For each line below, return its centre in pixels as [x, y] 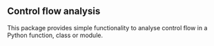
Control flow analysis [54, 11]
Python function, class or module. [55, 35]
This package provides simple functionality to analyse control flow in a [107, 27]
